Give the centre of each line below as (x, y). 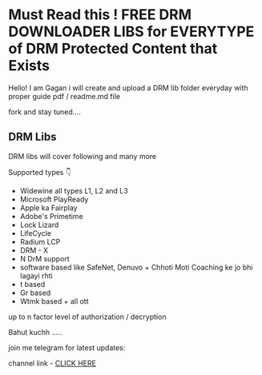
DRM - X (34, 250)
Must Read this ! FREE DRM (100, 15)
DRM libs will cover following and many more (83, 156)
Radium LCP (40, 241)
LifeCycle (36, 233)
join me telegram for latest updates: (67, 347)
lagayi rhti (36, 275)
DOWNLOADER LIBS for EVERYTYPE (131, 32)
